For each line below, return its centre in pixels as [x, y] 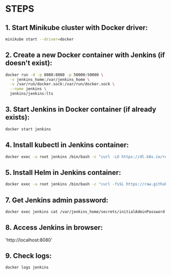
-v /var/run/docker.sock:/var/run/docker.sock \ [62, 84]
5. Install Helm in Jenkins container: [63, 173]
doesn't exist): [29, 63]
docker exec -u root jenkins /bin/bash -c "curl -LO [62, 157]
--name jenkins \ [28, 89]
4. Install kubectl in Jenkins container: [67, 145]
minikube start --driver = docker [39, 39]
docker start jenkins [28, 129]
